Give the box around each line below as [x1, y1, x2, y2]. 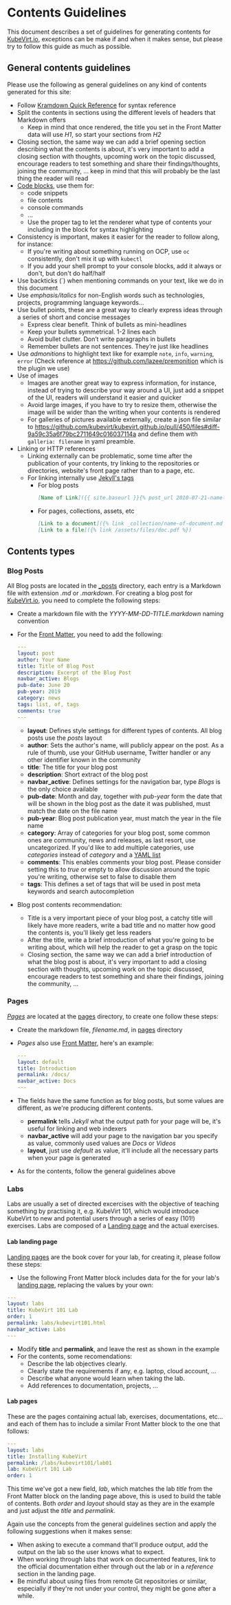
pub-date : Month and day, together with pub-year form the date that [27, 792, 222, 800]
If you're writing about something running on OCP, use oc [27, 247, 190, 255]
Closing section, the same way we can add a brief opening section [16, 138, 206, 146]
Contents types [7, 545, 76, 557]
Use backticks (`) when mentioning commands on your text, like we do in [16, 276, 224, 285]
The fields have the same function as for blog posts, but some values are [16, 1097, 224, 1105]
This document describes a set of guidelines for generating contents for [7, 28, 211, 36]
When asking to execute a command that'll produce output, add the [16, 1540, 208, 1549]
